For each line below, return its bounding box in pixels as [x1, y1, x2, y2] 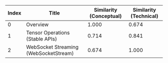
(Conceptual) [89, 12, 122, 19]
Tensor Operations [26, 29, 70, 36]
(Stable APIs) [26, 35, 57, 42]
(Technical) [130, 12, 158, 19]
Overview [26, 21, 49, 28]
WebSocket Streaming [26, 43, 79, 50]
